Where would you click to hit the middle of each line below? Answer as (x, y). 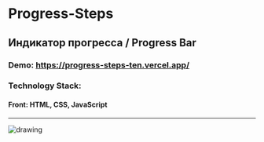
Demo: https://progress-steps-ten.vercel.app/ (99, 65)
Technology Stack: (45, 86)
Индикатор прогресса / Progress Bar (102, 43)
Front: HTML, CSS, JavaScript (58, 105)
